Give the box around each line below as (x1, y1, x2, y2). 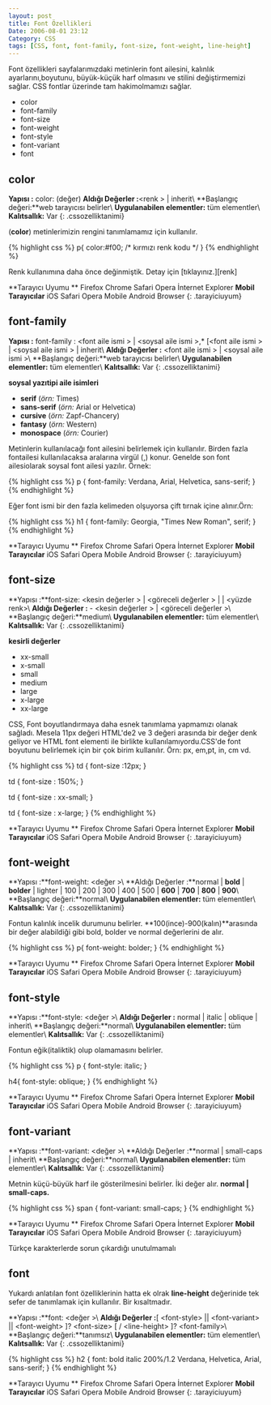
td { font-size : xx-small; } (8, 792, 94, 802)
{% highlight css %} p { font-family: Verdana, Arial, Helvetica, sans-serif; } (8, 476, 256, 486)
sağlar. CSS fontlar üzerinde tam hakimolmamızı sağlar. (8, 82, 193, 92)
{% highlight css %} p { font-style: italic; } (8, 1061, 147, 1071)
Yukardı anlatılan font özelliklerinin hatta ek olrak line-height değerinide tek (8, 1288, 260, 1298)
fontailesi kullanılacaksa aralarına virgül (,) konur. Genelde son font (8, 452, 231, 462)
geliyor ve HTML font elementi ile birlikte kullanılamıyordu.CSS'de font (8, 736, 241, 746)
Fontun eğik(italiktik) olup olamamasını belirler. (8, 1045, 163, 1055)
